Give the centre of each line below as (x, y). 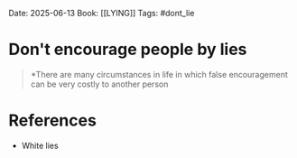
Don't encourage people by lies (128, 50)
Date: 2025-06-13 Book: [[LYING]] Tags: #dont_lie (102, 13)
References (52, 121)
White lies (40, 145)
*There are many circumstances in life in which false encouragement (159, 74)
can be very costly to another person (99, 84)
